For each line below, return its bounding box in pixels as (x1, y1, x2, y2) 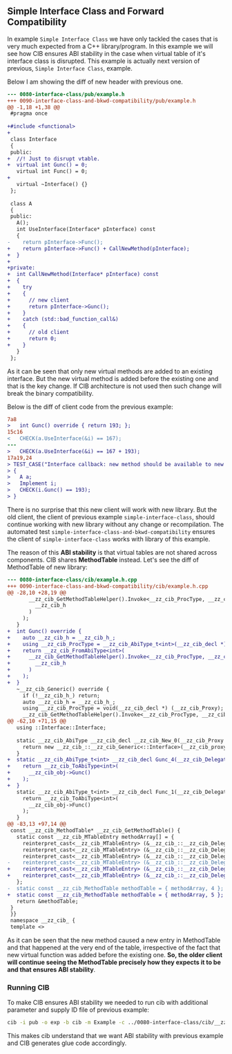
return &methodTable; (16, 898, 79, 905)
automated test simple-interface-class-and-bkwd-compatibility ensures (7, 527, 215, 535)
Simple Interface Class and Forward (7, 6, 164, 17)
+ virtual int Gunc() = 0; (7, 162, 88, 169)
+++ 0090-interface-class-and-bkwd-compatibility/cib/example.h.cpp (7, 582, 209, 590)
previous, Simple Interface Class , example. (7, 64, 133, 72)
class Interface (10, 136, 57, 142)
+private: (7, 264, 36, 272)
